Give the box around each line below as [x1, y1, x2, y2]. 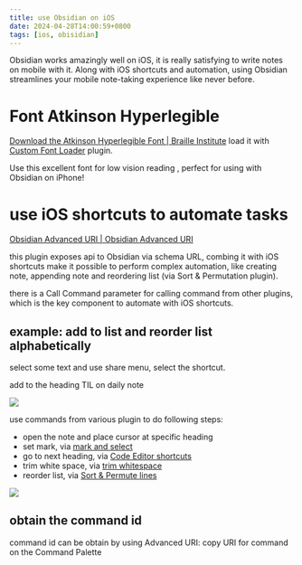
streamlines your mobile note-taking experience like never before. [9, 74, 255, 85]
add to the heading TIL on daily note [9, 380, 145, 391]
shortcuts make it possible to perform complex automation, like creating [9, 261, 278, 272]
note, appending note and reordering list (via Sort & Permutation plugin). [9, 270, 278, 281]
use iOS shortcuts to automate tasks [9, 204, 289, 224]
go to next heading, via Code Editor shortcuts [22, 451, 193, 462]
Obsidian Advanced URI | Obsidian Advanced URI [9, 234, 193, 245]
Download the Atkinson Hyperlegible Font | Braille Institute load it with [9, 136, 269, 146]
